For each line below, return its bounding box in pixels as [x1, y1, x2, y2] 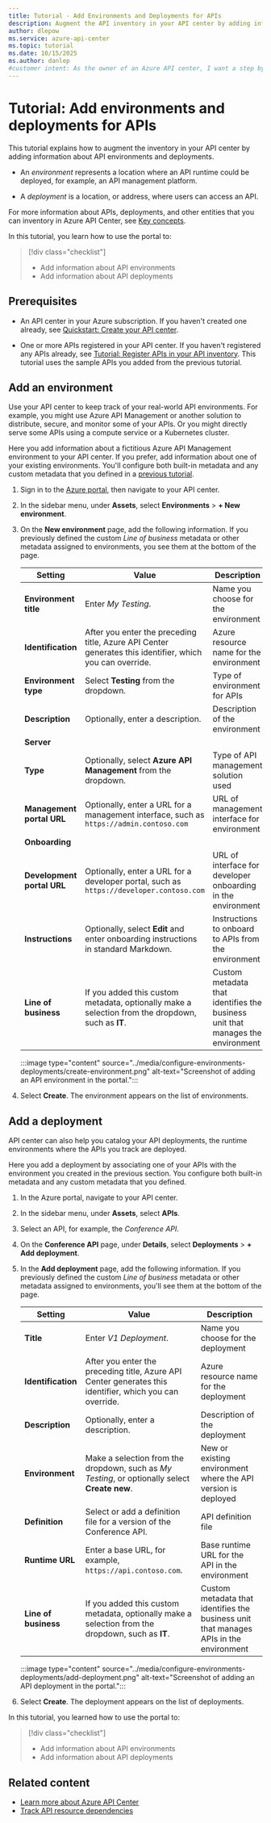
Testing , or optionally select [85, 1473, 190, 1484]
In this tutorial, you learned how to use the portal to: [8, 1712, 180, 1722]
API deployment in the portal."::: [19, 1681, 127, 1691]
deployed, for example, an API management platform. [19, 175, 198, 186]
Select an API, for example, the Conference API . [19, 1224, 180, 1234]
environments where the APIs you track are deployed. [8, 1144, 187, 1155]
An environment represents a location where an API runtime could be [19, 167, 250, 177]
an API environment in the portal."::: [19, 1075, 139, 1085]
